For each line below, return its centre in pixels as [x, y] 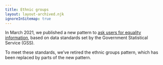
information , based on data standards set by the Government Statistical [77, 38]
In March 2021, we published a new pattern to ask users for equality [73, 33]
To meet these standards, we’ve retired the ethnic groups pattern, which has [82, 52]
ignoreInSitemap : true [28, 19]
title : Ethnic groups [27, 10]
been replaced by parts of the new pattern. [48, 58]
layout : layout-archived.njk [35, 14]
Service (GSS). [20, 43]
